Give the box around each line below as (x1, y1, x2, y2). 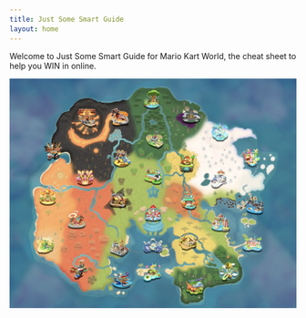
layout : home (9, 24, 59, 34)
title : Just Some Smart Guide (9, 15, 125, 24)
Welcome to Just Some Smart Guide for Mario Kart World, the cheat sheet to (9, 50, 297, 61)
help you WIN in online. (9, 60, 97, 71)
